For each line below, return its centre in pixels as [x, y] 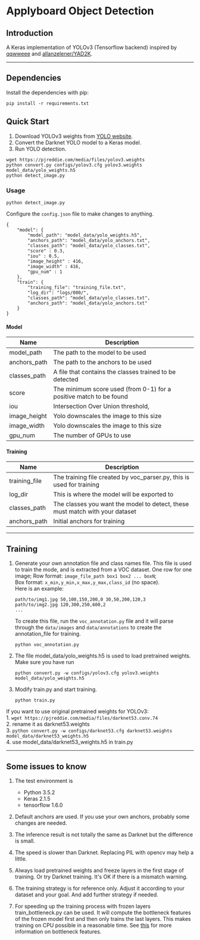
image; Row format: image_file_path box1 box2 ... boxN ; [85, 576]
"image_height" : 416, [56, 261]
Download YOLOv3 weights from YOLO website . [74, 136]
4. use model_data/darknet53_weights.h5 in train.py [70, 742]
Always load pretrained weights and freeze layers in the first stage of [99, 870]
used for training [76, 485]
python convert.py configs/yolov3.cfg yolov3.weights [74, 165]
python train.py [35, 701]
